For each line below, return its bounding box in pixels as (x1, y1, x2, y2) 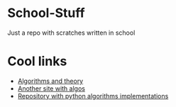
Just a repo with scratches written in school (7, 28, 136, 37)
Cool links (7, 53, 67, 69)
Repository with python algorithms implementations (17, 91, 169, 100)
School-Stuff (7, 5, 85, 21)
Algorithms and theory (17, 77, 84, 85)
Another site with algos (17, 84, 85, 93)
